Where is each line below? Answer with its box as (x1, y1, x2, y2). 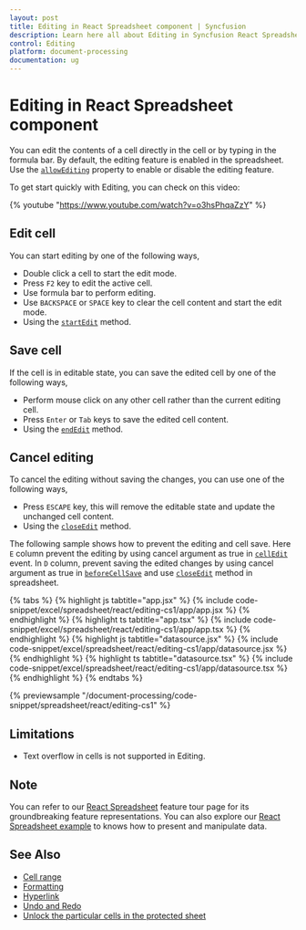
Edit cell (9, 225, 56, 242)
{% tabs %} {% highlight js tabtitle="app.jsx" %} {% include (9, 595, 234, 606)
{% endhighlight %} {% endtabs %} (9, 673, 143, 684)
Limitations (9, 726, 75, 742)
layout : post (9, 13, 59, 23)
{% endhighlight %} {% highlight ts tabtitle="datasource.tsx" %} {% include (9, 653, 293, 664)
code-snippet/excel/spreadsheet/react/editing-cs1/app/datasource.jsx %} (9, 643, 288, 654)
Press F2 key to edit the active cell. (22, 277, 153, 288)
